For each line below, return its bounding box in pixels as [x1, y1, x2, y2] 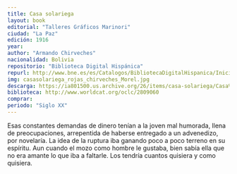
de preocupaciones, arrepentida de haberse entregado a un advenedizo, [7, 128, 219, 137]
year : [7, 43, 23, 50]
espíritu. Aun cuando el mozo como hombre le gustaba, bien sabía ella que [7, 144, 224, 152]
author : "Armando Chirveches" [7, 50, 97, 57]
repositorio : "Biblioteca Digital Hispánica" [7, 63, 143, 70]
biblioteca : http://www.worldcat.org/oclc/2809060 [7, 89, 159, 96]
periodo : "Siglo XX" [7, 102, 68, 109]
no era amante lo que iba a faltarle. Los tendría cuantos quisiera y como [7, 151, 217, 159]
